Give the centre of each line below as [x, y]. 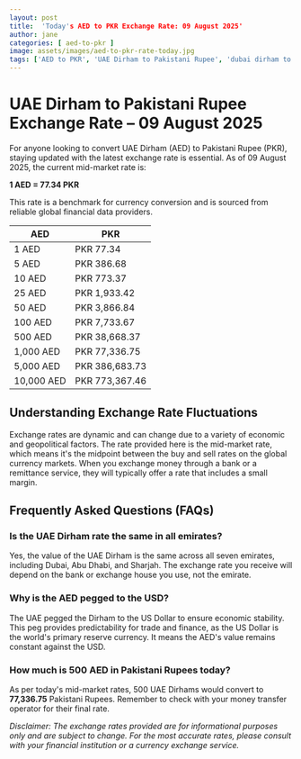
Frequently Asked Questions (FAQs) [112, 511]
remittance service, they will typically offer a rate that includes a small [138, 473]
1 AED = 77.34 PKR [44, 185]
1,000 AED [37, 351]
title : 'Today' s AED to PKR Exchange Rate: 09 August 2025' [126, 26]
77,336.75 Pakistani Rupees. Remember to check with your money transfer [148, 700]
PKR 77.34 [98, 248]
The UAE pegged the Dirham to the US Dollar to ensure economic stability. [147, 618]
